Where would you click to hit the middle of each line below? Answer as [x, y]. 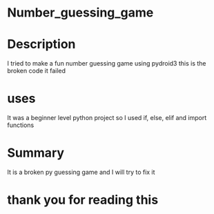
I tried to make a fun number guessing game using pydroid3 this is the [107, 64]
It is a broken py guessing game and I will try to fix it [81, 172]
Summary [36, 153]
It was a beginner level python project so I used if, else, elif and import [107, 118]
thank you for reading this [83, 200]
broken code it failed [37, 71]
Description [41, 45]
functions [21, 125]
